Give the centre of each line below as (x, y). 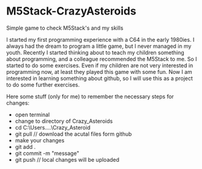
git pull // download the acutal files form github (73, 134)
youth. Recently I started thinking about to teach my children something (95, 52)
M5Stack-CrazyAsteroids (71, 11)
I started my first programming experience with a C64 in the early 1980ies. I (100, 39)
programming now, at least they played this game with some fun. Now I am (99, 71)
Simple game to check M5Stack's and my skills (65, 28)
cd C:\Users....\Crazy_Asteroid (53, 127)
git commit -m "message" (47, 153)
